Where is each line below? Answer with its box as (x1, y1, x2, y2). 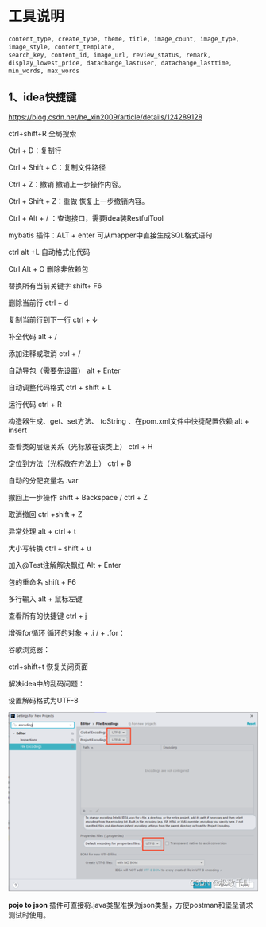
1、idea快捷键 (8, 91, 77, 104)
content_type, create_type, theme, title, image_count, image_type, (8, 35, 240, 43)
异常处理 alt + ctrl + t (8, 526, 77, 536)
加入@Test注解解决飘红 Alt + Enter (8, 560, 121, 569)
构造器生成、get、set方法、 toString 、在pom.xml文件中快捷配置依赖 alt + (8, 416, 250, 426)
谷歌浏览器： (8, 644, 50, 654)
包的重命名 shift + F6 (8, 577, 77, 586)
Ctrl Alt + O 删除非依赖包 (8, 264, 89, 273)
